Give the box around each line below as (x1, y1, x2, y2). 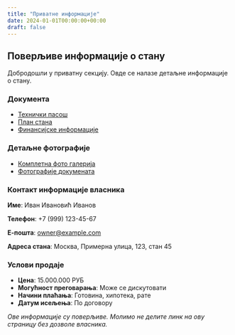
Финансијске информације (17, 125, 99, 134)
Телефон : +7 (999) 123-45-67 (7, 215, 97, 223)
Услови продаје (7, 260, 65, 270)
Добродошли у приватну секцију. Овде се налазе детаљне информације (7, 69, 229, 78)
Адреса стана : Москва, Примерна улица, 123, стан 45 (7, 243, 173, 251)
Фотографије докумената (17, 166, 95, 175)
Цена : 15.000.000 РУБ (17, 276, 84, 285)
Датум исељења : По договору (17, 299, 113, 307)
